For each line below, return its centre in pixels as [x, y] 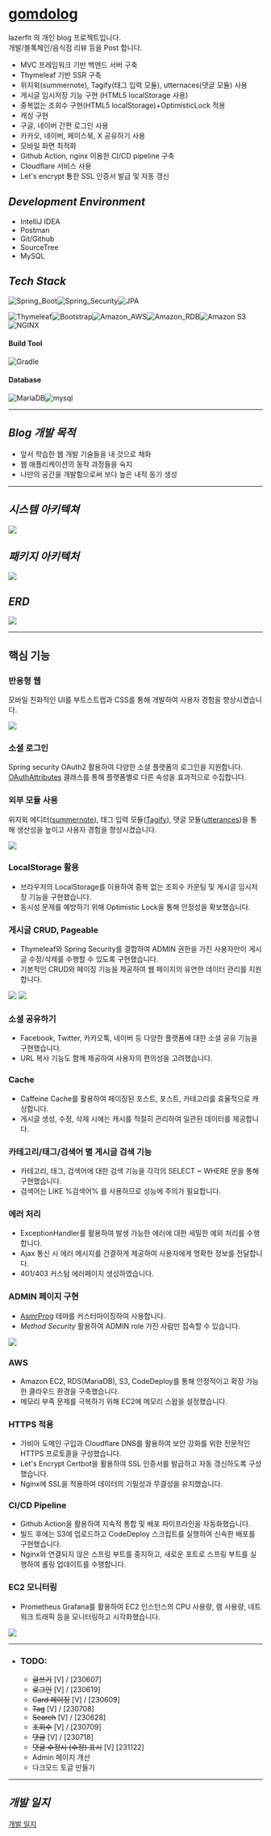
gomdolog [43, 14]
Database [25, 380]
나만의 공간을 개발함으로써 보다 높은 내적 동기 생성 [98, 474]
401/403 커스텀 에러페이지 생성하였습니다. [87, 1274]
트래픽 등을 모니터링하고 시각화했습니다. [98, 1616]
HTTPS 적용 [31, 1424]
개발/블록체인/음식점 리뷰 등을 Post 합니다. [75, 47]
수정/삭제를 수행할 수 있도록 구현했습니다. [94, 959]
